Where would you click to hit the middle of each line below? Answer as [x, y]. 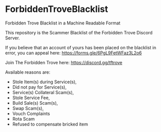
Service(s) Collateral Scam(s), [43, 92]
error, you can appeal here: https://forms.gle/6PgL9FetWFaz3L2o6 [74, 53]
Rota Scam [23, 119]
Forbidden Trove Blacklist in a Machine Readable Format [63, 23]
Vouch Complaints [31, 114]
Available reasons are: [28, 72]
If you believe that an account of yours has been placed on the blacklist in [81, 47]
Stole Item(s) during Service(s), [44, 82]
